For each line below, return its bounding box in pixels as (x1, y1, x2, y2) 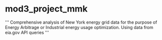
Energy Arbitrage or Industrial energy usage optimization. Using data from (5, 24, 154, 30)
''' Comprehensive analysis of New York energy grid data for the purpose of (5, 19, 157, 25)
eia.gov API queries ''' (5, 29, 50, 35)
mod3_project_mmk (5, 3, 88, 14)
